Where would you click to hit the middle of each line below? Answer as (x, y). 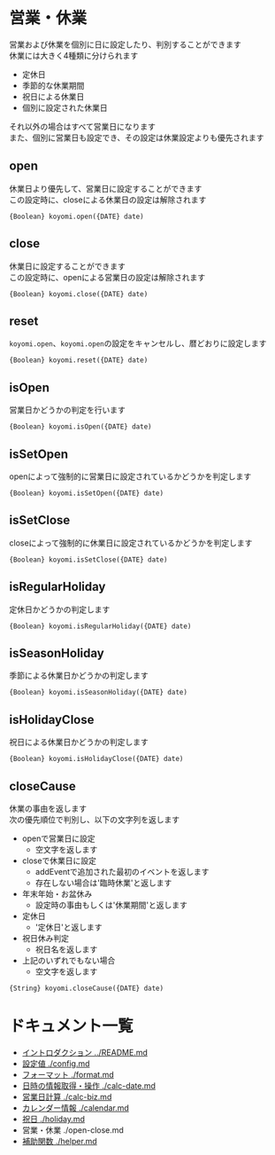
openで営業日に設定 (58, 838)
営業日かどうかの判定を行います (67, 410)
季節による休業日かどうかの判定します (79, 676)
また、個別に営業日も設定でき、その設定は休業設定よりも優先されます (137, 137)
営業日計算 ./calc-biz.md (67, 1097)
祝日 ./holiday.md (53, 1119)
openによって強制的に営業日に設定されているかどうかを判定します (130, 476)
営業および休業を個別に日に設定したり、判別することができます (125, 44)
